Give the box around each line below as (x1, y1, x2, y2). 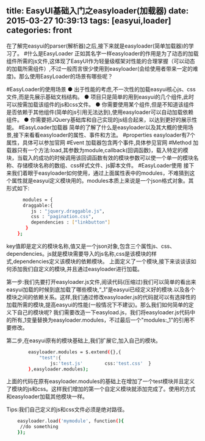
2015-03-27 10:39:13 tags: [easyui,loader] (6, 16, 171, 26)
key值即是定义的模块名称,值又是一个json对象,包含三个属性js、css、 (6, 242, 176, 250)
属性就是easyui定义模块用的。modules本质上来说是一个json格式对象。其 (11, 177, 194, 184)
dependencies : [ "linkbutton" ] (31, 219, 111, 225)
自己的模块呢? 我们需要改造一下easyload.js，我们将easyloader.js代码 (16, 308, 190, 316)
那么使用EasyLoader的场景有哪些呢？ (19, 72, 113, 80)
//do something (20, 424, 59, 430)
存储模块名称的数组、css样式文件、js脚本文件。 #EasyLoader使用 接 (16, 161, 189, 169)
